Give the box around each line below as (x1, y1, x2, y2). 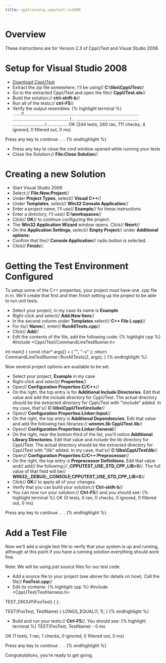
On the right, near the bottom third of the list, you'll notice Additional (12, 431, 153, 437)
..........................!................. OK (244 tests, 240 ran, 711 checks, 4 (12, 121, 145, 127)
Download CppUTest (12, 79, 55, 85)
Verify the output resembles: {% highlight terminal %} (12, 105, 122, 111)
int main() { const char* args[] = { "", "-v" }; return (5, 349, 108, 355)
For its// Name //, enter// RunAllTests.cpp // (12, 324, 101, 330)
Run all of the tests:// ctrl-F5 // (12, 100, 74, 106)
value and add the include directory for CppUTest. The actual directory (12, 395, 157, 401)
